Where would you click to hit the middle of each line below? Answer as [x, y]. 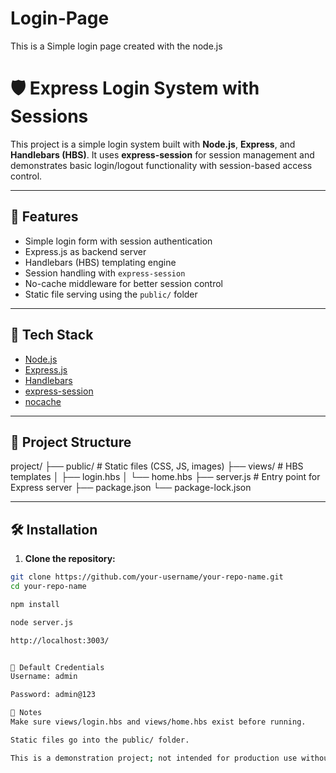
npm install [35, 604]
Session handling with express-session [105, 273]
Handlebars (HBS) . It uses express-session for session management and [162, 154]
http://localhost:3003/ [60, 640]
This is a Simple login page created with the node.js [116, 46]
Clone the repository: [70, 559]
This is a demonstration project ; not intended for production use [154, 758]
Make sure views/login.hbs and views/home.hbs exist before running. [158, 722]
